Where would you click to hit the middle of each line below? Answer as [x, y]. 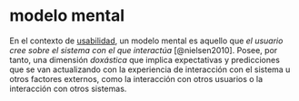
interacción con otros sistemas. [68, 88]
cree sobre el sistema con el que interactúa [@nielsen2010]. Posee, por [144, 50]
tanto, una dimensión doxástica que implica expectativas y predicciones [145, 60]
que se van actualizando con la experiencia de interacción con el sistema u [150, 69]
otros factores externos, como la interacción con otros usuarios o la [136, 78]
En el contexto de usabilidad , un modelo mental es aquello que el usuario [146, 41]
